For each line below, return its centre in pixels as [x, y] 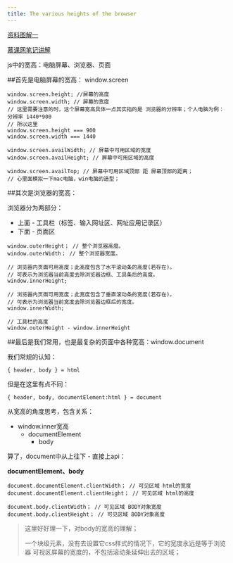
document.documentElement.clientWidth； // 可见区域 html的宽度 [99, 486]
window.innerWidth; [36, 308]
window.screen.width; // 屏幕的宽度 [58, 102]
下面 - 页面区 [36, 231]
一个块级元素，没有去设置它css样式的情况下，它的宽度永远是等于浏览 [125, 543]
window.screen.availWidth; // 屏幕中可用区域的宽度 [79, 150]
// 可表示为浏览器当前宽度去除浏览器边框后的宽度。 [72, 302]
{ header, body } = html [44, 370]
